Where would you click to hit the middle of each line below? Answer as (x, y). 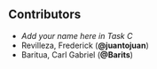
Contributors (45, 15)
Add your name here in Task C (77, 35)
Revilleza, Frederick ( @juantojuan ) (85, 45)
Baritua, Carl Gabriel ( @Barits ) (77, 54)
